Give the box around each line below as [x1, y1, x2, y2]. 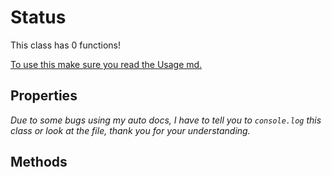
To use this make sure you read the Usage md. [10, 58, 203, 70]
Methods [10, 154, 68, 171]
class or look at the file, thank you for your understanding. [10, 124, 251, 136]
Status [10, 6, 67, 29]
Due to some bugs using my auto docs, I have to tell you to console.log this [10, 114, 322, 126]
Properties [10, 87, 78, 105]
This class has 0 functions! [10, 39, 122, 51]
